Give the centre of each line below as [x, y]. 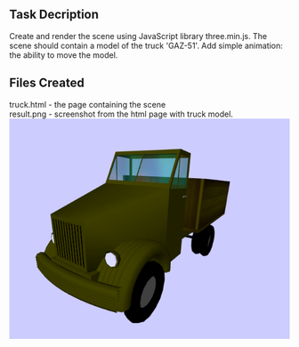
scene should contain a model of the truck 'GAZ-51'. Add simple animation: [146, 45]
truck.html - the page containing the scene [88, 104]
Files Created [47, 83]
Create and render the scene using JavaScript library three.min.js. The [138, 36]
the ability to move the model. [64, 55]
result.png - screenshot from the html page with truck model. [121, 114]
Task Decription [54, 15]
